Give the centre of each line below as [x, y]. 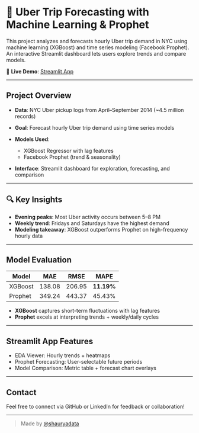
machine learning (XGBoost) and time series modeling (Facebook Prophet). [98, 47]
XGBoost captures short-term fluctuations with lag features [87, 311]
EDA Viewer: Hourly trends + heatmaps [62, 355]
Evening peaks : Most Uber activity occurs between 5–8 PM [88, 217]
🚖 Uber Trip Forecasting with [78, 12]
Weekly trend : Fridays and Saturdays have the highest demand [92, 223]
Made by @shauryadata [50, 424]
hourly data [29, 236]
